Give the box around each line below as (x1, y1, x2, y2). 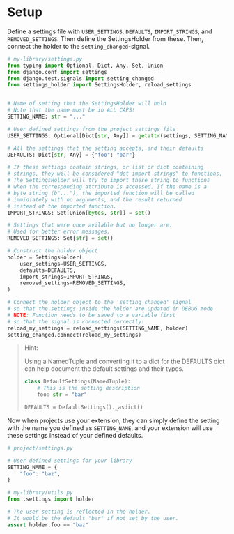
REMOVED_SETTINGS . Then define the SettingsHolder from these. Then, (7, 34, 204, 43)
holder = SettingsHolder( (7, 254, 82, 261)
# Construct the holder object (7, 247, 98, 254)
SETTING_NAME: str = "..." (7, 113, 86, 121)
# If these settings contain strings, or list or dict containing (7, 164, 204, 171)
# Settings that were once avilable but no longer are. (7, 222, 173, 229)
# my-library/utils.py (7, 489, 73, 496)
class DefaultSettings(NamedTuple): (24, 378, 131, 386)
